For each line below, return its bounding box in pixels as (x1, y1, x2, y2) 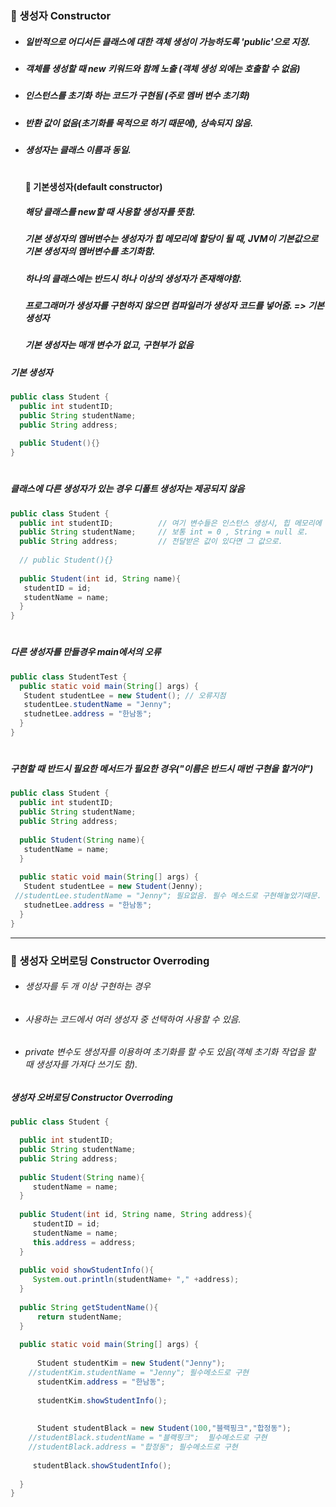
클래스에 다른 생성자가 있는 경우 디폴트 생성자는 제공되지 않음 (10, 483, 245, 495)
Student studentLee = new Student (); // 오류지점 (23, 690, 227, 701)
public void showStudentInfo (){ (19, 1265, 155, 1276)
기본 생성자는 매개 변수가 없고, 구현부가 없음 (24, 339, 194, 351)
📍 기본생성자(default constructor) (24, 181, 163, 193)
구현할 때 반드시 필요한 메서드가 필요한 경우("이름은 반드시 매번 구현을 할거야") (10, 763, 314, 775)
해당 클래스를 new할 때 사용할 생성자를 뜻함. (24, 205, 197, 217)
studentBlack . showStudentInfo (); (32, 1460, 172, 1471)
